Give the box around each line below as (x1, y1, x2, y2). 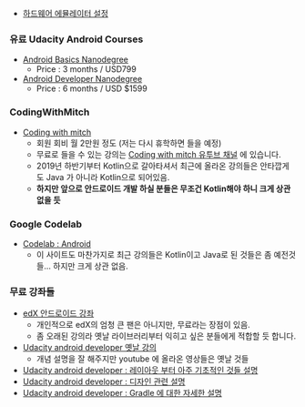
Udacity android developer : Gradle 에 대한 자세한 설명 (22, 388, 223, 399)
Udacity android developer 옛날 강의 (22, 342, 158, 353)
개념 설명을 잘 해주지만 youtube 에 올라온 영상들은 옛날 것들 (36, 353, 249, 364)
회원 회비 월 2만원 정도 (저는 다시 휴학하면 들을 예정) (36, 137, 222, 148)
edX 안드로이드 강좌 (22, 308, 95, 319)
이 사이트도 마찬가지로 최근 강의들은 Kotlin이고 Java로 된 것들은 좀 (36, 249, 272, 259)
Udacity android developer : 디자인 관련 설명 (22, 376, 186, 387)
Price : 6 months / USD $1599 (36, 83, 147, 94)
